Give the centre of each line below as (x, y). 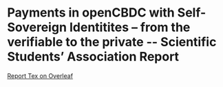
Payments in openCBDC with (91, 13)
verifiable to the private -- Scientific (112, 42)
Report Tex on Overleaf (40, 76)
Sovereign (37, 27)
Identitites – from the (130, 27)
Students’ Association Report (93, 57)
